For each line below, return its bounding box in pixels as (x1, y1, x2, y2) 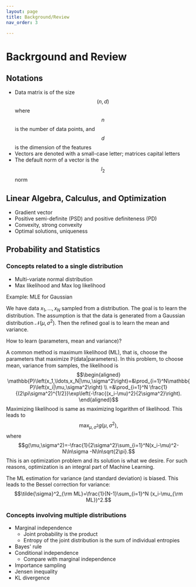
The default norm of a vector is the (14, 156, 99, 163)
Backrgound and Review (6, 50, 127, 63)
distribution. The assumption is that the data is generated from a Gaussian (6, 312, 185, 319)
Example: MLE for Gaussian (6, 293, 73, 300)
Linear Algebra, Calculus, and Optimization (6, 193, 167, 203)
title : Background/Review (6, 14, 69, 20)
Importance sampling (14, 562, 66, 569)
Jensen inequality (14, 568, 58, 575)
